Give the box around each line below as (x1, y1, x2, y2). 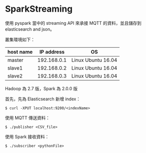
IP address (39, 48, 65, 55)
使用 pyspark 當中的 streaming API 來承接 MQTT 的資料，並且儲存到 (5, 20, 142, 26)
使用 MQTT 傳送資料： (5, 115, 50, 120)
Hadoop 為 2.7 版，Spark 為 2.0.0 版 (5, 85, 78, 91)
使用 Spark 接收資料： (5, 134, 50, 139)
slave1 (7, 64, 23, 71)
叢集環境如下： (5, 37, 35, 42)
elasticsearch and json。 (5, 26, 55, 32)
